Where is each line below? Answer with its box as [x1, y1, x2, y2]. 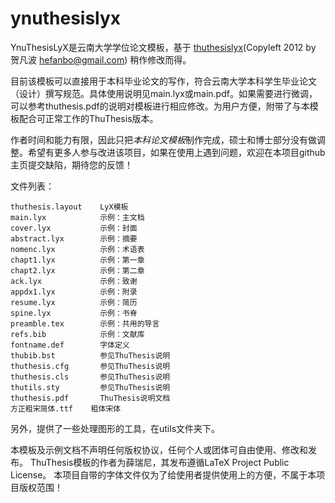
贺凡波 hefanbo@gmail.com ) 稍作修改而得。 [10, 53, 192, 66]
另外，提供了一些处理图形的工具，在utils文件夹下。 [10, 422, 221, 434]
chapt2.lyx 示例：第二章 [10, 265, 145, 276]
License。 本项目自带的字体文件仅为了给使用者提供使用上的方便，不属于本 [10, 468, 317, 481]
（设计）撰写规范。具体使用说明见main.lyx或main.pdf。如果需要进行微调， [10, 87, 318, 99]
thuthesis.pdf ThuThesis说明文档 [10, 393, 171, 403]
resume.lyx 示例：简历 [10, 297, 138, 307]
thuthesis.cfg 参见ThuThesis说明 [10, 361, 171, 371]
